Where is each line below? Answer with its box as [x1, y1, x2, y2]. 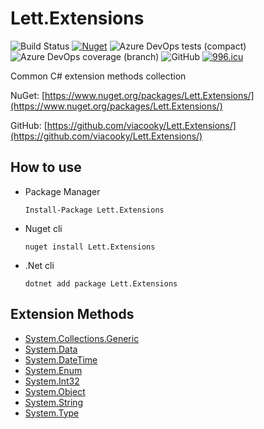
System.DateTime [24, 353, 98, 366]
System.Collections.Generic [24, 332, 140, 344]
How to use [10, 159, 82, 176]
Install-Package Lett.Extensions [24, 205, 165, 215]
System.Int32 [24, 375, 80, 387]
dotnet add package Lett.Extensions [24, 278, 178, 289]
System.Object [24, 385, 86, 397]
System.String [24, 396, 84, 408]
